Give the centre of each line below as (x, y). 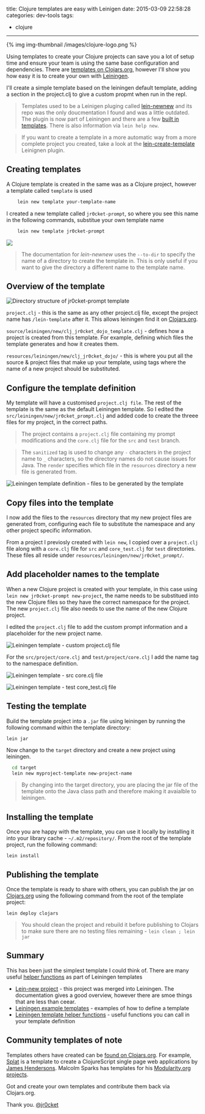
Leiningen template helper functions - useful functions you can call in (103, 1015)
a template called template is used (49, 190)
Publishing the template (52, 875)
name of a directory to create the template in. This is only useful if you (110, 261)
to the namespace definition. (42, 663)
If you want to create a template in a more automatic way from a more (109, 137)
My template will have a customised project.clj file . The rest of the (94, 403)
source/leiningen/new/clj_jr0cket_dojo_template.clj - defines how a (95, 331)
